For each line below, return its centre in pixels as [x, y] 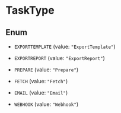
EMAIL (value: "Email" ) [41, 92]
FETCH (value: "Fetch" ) [41, 81]
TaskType [30, 10]
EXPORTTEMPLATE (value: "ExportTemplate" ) [65, 46]
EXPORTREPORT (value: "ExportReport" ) [59, 58]
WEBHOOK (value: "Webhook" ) [46, 104]
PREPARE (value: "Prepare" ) [46, 70]
